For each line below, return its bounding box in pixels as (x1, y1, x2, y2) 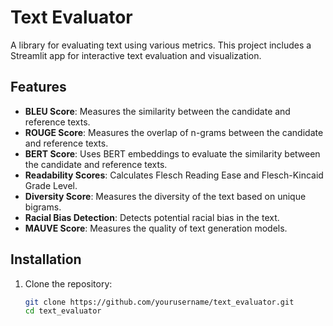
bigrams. (24, 201, 62, 213)
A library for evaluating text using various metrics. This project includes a (10, 39, 312, 51)
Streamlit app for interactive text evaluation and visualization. (10, 49, 262, 61)
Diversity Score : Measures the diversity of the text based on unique (24, 190, 307, 202)
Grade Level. (24, 179, 78, 191)
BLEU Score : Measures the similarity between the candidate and (24, 105, 291, 117)
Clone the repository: (24, 277, 113, 290)
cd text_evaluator (24, 306, 102, 316)
